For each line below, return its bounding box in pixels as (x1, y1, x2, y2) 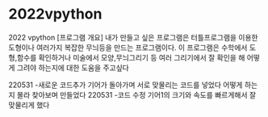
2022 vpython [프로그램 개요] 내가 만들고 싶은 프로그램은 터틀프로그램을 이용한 (8, 32, 258, 42)
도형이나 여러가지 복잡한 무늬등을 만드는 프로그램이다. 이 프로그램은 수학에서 (8, 42, 248, 52)
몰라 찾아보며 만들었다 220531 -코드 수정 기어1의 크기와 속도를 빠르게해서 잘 (16, 90, 257, 99)
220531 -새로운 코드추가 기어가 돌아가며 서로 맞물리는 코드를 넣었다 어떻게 (8, 80, 243, 90)
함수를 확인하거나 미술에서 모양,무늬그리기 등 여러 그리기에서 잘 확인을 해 (16, 52, 245, 62)
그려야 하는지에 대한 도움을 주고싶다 (16, 62, 129, 73)
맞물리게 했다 (8, 100, 50, 110)
